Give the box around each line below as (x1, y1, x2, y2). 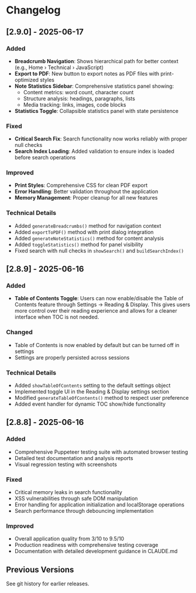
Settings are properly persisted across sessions (14, 354, 130, 361)
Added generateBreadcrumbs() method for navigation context (14, 222, 161, 229)
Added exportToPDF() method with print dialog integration (14, 228, 154, 235)
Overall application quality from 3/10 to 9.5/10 (14, 535, 125, 542)
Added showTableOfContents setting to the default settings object (14, 382, 171, 389)
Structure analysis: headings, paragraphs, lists (23, 95, 136, 102)
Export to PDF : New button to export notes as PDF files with (14, 70, 160, 77)
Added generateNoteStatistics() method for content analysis (14, 235, 164, 242)
